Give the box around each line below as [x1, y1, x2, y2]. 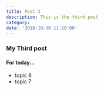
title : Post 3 [6, 8, 41, 15]
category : [6, 19, 31, 25]
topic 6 [14, 72, 32, 79]
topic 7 [14, 78, 32, 85]
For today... [6, 59, 35, 66]
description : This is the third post [6, 14, 99, 20]
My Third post [6, 45, 47, 53]
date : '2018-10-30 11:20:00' [6, 25, 78, 31]
